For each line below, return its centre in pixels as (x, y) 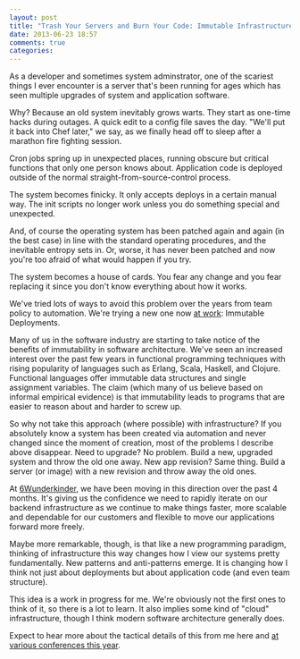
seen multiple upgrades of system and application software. (120, 96)
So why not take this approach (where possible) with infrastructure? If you (146, 424)
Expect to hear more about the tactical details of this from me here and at (144, 636)
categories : (31, 51)
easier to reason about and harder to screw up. (96, 407)
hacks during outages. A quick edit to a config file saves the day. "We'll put (147, 123)
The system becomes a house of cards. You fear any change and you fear (146, 277)
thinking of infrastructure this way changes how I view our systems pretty (145, 553)
